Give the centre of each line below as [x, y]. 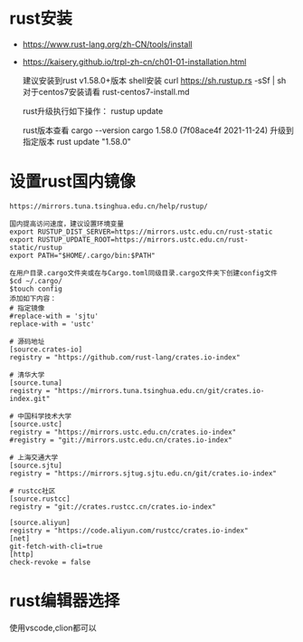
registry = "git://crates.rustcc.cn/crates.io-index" [113, 507]
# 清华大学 [27, 375]
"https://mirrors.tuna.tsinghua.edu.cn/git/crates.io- [159, 390]
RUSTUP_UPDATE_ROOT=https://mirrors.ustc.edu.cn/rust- [143, 240]
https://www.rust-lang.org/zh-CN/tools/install [107, 44]
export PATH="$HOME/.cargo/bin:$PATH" [82, 255]
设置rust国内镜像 [72, 182]
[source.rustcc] [40, 499]
